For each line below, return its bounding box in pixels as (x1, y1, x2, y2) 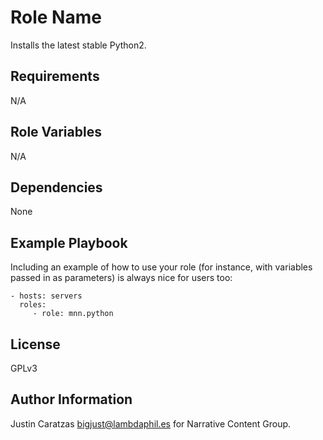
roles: (19, 300, 47, 310)
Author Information (10, 391, 133, 408)
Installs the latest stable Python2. (10, 39, 147, 51)
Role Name (10, 6, 102, 29)
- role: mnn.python (32, 309, 114, 319)
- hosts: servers (10, 291, 83, 301)
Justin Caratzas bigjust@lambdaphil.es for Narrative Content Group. (10, 417, 292, 430)
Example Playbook (10, 234, 128, 251)
